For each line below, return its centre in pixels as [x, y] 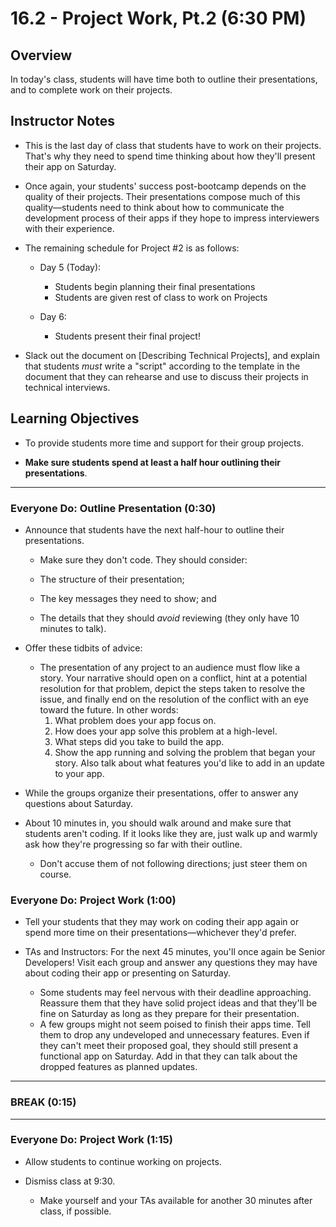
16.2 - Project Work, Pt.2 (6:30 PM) [158, 18]
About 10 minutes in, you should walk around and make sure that [158, 823]
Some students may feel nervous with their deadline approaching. [175, 993]
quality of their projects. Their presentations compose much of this [162, 196]
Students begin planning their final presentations [155, 286]
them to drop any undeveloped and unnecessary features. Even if [174, 1035]
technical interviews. [67, 387]
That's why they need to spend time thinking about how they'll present [170, 156]
